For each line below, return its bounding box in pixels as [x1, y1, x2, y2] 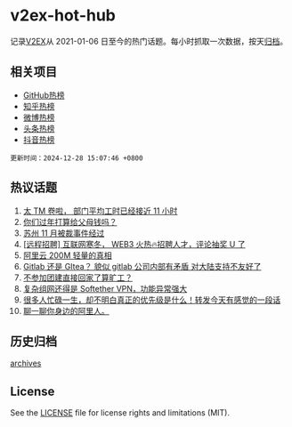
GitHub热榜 [22, 90, 65, 101]
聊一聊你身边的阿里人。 [22, 305, 109, 316]
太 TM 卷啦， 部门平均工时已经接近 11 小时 [22, 205, 178, 216]
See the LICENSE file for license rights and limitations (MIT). [10, 407, 231, 418]
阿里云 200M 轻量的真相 [22, 250, 112, 261]
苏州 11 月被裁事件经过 [22, 228, 105, 238]
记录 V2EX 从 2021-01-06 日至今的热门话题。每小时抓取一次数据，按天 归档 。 [10, 36, 288, 46]
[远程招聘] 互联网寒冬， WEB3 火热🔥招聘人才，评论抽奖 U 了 [22, 238, 246, 249]
